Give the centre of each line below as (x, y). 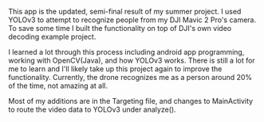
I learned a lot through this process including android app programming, (126, 52)
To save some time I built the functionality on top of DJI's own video (120, 28)
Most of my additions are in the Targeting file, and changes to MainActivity (131, 101)
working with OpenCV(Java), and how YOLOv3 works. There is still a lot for (132, 60)
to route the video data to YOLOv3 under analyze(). (93, 109)
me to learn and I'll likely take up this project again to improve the (115, 69)
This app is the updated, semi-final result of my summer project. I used (125, 11)
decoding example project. (52, 36)
